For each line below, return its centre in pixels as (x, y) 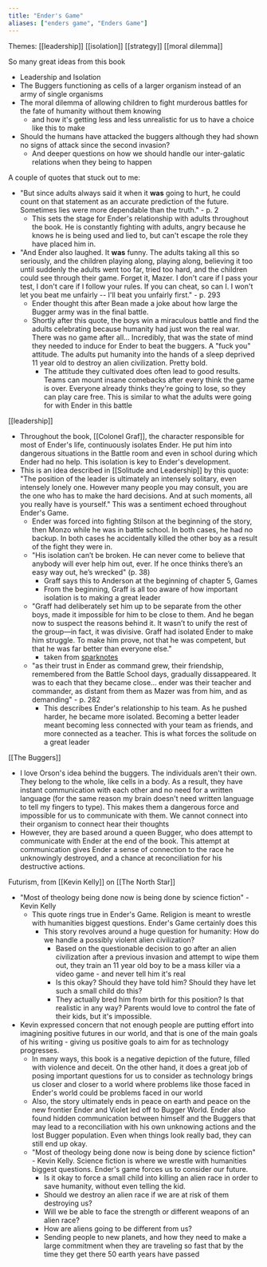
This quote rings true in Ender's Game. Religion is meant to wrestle (141, 914)
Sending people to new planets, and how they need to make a (145, 1237)
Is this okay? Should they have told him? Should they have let (156, 982)
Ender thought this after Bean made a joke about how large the (134, 303)
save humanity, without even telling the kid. (114, 1186)
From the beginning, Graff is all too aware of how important (141, 589)
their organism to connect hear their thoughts (94, 823)
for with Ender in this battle (88, 405)
